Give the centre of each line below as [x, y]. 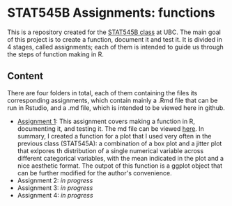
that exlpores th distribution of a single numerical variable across [110, 150]
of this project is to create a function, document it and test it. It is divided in [115, 39]
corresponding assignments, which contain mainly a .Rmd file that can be [113, 100]
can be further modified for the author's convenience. [94, 173]
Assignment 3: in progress [55, 188]
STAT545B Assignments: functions [111, 13]
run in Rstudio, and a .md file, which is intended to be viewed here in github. [116, 108]
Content [25, 76]
